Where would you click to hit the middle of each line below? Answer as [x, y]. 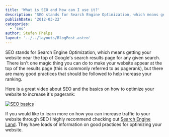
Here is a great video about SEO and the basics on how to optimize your [80, 89]
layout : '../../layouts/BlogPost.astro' [48, 38]
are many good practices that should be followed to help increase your [78, 74]
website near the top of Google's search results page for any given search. [83, 57]
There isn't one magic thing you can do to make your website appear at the [84, 63]
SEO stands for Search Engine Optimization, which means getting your [78, 52]
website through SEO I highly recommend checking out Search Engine [78, 119]
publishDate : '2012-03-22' [33, 19]
